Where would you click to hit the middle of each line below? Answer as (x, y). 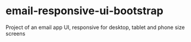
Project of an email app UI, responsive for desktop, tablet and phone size (95, 27)
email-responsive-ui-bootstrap (84, 11)
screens (16, 33)
